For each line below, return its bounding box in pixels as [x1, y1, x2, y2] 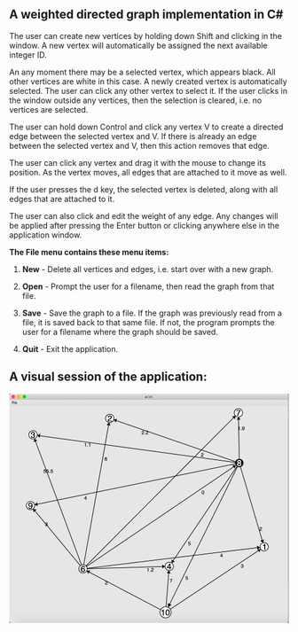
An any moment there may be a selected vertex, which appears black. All [9, 66, 277, 77]
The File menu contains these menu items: [9, 246, 169, 257]
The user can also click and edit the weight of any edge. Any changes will [9, 210, 278, 221]
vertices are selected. [9, 104, 89, 114]
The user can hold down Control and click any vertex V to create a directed [9, 121, 284, 132]
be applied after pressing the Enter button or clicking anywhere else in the [9, 220, 279, 230]
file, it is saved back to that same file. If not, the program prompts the [21, 316, 275, 327]
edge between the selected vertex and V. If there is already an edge [9, 130, 257, 141]
